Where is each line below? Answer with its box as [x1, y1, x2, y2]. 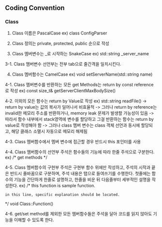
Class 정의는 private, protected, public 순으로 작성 [12, 40, 110, 46]
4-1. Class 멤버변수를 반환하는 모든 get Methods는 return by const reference [5, 81, 154, 87]
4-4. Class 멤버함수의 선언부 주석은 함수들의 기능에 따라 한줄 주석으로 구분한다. [5, 149, 155, 155]
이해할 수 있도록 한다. [14, 217, 54, 223]
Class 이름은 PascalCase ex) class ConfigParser [12, 30, 107, 36]
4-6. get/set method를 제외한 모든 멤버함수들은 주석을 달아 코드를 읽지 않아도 [5, 211, 152, 216]
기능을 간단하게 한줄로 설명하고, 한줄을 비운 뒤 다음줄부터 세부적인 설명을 [14, 177, 151, 182]
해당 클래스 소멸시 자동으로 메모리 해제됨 [11, 128, 88, 134]
